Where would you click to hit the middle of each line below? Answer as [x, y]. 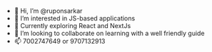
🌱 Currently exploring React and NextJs [72, 26]
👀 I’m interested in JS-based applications [75, 18]
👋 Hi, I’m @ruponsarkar [48, 11]
